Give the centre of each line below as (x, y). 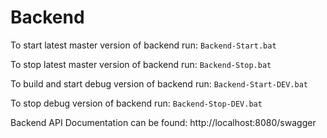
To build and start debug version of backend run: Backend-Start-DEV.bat (159, 83)
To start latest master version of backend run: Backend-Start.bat (143, 45)
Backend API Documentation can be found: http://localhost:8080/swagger (163, 122)
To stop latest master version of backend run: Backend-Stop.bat (141, 64)
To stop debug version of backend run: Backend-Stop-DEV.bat (136, 103)
